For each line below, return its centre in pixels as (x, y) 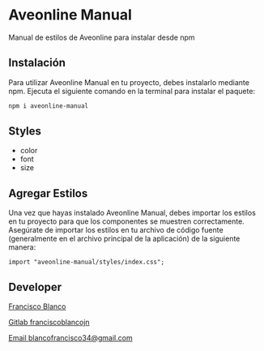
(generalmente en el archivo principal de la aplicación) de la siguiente (124, 239)
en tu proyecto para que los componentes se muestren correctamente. (126, 221)
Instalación (37, 63)
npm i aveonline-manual (49, 106)
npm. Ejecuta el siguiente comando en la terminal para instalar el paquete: (132, 91)
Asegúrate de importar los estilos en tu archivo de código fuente (116, 230)
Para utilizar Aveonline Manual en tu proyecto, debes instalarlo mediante (129, 82)
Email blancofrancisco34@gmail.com (70, 338)
